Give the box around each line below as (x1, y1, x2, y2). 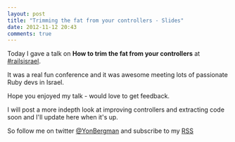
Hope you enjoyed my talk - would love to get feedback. (7, 92, 170, 100)
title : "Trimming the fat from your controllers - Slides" (7, 17, 184, 24)
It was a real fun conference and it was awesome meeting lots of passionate (7, 71, 229, 79)
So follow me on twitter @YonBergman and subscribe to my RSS (7, 126, 194, 135)
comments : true (7, 30, 52, 37)
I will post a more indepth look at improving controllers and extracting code (7, 105, 225, 114)
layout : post (7, 10, 46, 18)
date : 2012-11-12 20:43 (7, 23, 77, 30)
